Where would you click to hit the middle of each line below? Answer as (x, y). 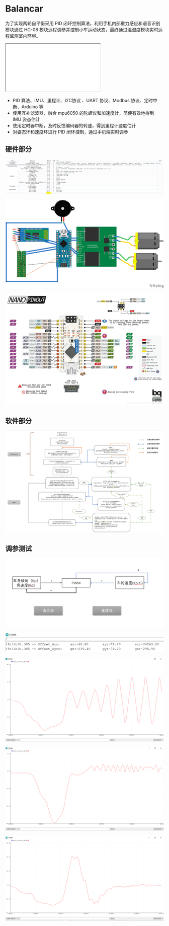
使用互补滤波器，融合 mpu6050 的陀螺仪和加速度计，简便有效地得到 (83, 113)
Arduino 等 (32, 107)
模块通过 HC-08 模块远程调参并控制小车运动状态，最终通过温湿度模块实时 (82, 29)
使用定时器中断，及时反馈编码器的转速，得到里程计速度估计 (74, 125)
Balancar (24, 9)
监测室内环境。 (25, 36)
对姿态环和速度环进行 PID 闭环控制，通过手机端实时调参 (70, 132)
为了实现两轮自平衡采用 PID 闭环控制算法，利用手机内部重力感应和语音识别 (83, 23)
